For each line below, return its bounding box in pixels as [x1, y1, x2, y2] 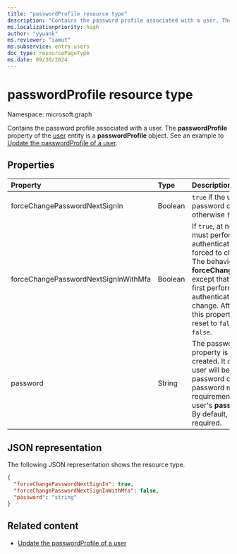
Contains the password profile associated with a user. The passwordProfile [7, 124, 228, 132]
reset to [191, 318, 217, 328]
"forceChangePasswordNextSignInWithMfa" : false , [13, 488, 159, 495]
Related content [7, 520, 79, 532]
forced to [191, 248, 222, 258]
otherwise [191, 210, 226, 219]
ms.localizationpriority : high [7, 23, 99, 30]
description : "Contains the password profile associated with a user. [7, 17, 219, 24]
